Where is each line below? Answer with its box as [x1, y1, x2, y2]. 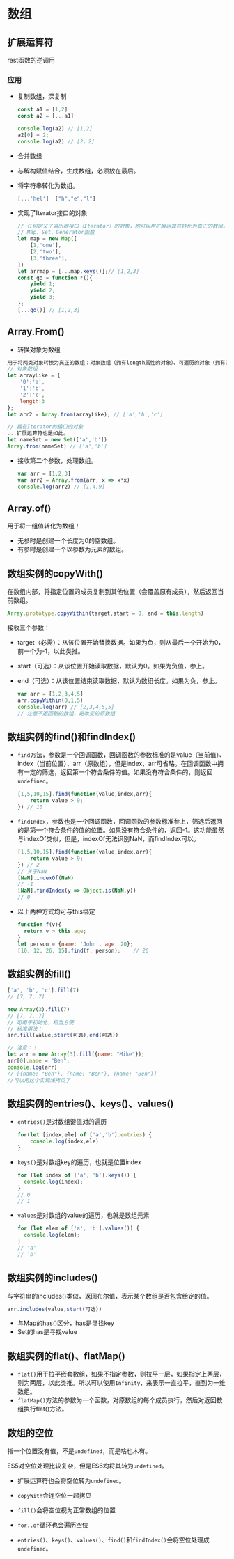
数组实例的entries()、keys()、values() [7, 1098, 174, 1109]
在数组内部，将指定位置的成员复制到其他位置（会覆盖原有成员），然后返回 [7, 588, 218, 596]
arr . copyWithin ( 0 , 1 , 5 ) [17, 697, 84, 704]
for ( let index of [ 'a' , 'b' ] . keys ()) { [17, 1172, 136, 1179]
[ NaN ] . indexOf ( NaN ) [17, 875, 75, 882]
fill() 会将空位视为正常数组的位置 [17, 1506, 116, 1514]
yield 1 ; [30, 281, 56, 288]
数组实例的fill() [7, 968, 72, 980]
